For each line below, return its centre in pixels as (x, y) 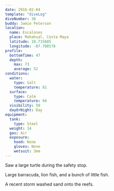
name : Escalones (26, 32)
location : (15, 28)
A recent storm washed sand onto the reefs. (49, 184)
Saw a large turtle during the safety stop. (46, 165)
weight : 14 (21, 128)
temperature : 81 (31, 87)
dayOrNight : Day (26, 110)
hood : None (25, 142)
